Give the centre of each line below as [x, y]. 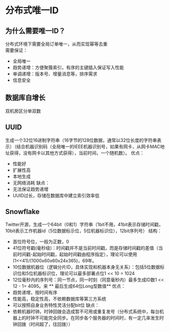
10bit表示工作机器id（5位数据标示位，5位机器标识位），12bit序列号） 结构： [84, 231]
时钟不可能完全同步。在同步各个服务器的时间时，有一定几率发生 [93, 318]
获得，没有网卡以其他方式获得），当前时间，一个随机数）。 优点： [77, 153]
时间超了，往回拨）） [52, 324]
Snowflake [22, 212]
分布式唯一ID [32, 10]
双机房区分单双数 [23, 111]
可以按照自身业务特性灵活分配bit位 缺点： [56, 305]
